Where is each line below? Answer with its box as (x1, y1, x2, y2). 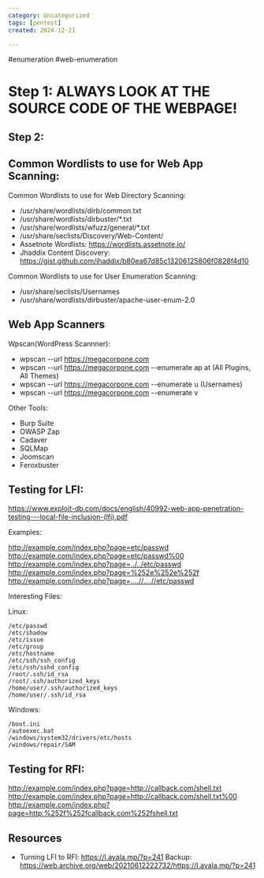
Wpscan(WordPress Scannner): (8, 338, 110, 348)
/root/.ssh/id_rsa (8, 671, 69, 678)
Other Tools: (8, 403, 49, 413)
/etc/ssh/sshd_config (8, 663, 80, 671)
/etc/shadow (8, 629, 47, 637)
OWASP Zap (19, 427, 61, 436)
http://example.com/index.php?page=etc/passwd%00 (8, 551, 184, 561)
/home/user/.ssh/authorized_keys (8, 684, 118, 693)
